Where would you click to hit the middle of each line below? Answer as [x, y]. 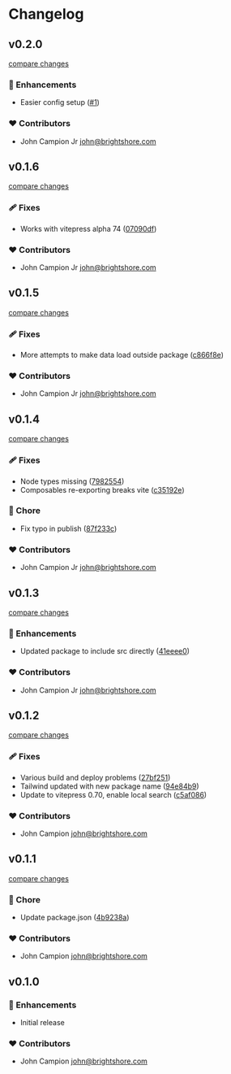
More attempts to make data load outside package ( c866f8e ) [122, 355]
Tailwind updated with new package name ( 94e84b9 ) [110, 786]
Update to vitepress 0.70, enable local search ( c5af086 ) [113, 794]
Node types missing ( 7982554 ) [72, 481]
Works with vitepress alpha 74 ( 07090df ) [88, 228]
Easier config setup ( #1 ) [60, 102]
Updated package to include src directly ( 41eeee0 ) [105, 651]
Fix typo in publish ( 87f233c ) [68, 528]
